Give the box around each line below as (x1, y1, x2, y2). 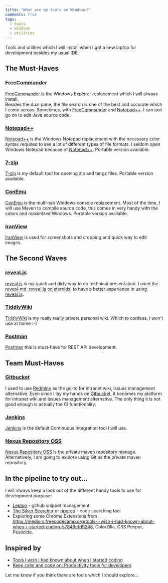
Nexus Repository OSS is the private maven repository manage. (5, 449, 137, 455)
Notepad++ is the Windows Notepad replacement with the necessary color (5, 136, 160, 142)
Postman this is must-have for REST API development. (5, 344, 117, 350)
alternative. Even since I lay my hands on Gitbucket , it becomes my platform (5, 391, 162, 397)
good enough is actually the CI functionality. (5, 401, 96, 407)
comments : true (5, 12, 37, 17)
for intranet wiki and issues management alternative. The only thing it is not (5, 396, 161, 402)
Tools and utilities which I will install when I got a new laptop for (5, 45, 136, 50)
